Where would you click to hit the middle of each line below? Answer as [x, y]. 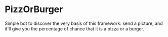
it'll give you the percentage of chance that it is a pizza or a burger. [75, 28]
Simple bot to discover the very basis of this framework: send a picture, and [84, 23]
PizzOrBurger [34, 9]
